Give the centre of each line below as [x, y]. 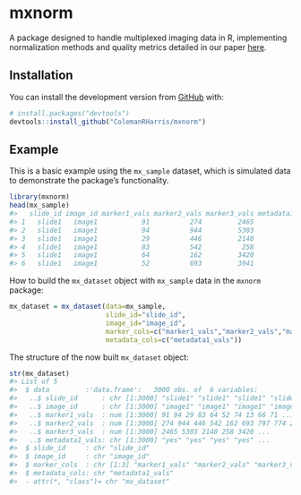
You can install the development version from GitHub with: [116, 97]
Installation [41, 76]
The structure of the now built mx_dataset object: [99, 357]
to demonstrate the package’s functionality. [89, 181]
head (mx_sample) [39, 205]
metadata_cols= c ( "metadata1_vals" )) [174, 340]
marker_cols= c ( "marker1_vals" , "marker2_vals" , [193, 331]
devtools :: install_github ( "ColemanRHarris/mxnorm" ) [107, 122]
